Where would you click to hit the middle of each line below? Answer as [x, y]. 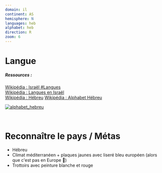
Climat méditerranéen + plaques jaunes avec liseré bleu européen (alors [85, 155]
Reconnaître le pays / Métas [63, 136]
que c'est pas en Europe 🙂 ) [39, 160]
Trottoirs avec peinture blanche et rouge [53, 165]
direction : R [18, 32]
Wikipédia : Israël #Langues [33, 87]
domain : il [16, 10]
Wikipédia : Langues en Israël [35, 92]
